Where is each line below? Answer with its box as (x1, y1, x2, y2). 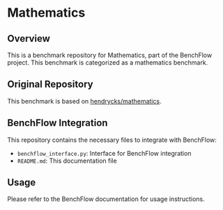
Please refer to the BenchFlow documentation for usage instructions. (7, 195, 205, 203)
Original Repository (7, 79, 93, 90)
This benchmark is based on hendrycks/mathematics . (7, 97, 162, 105)
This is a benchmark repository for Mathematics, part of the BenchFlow (7, 51, 213, 59)
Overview (7, 33, 51, 45)
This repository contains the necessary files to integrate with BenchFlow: (7, 136, 217, 144)
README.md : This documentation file (17, 156, 117, 165)
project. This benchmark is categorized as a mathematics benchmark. (7, 58, 208, 67)
